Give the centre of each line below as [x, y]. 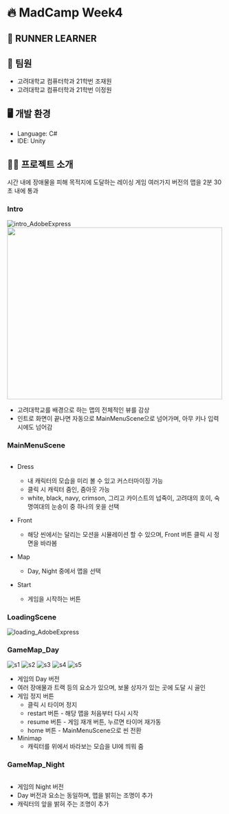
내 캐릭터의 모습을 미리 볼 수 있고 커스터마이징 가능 [95, 481]
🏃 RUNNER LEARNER [52, 38]
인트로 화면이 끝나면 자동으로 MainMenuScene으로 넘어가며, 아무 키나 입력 [118, 419]
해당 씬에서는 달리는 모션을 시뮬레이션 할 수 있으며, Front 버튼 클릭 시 [120, 534]
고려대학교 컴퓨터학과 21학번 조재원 [64, 81]
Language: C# [37, 134]
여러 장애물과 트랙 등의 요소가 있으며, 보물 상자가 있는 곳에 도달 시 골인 [111, 687]
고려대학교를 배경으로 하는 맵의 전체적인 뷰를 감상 [83, 410]
